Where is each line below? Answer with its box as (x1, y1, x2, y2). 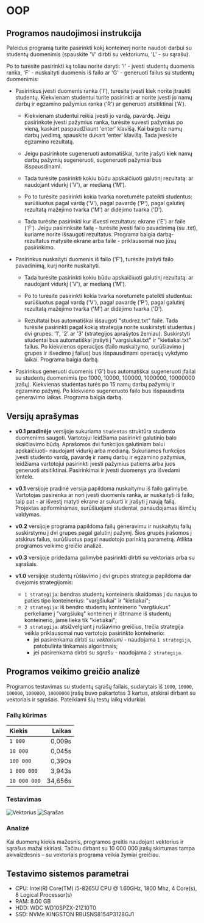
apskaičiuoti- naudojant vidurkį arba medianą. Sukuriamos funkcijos (15, 447, 186, 454)
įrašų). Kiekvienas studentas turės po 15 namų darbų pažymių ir (15, 381, 175, 388)
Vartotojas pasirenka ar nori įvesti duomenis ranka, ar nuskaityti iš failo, (15, 491, 194, 498)
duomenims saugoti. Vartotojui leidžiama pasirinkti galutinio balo (15, 434, 177, 441)
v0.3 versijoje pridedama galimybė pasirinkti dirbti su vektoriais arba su (15, 554, 195, 561)
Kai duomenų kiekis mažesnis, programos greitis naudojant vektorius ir (6, 838, 184, 845)
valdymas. (15, 510, 41, 518)
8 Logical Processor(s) (15, 891, 72, 899)
